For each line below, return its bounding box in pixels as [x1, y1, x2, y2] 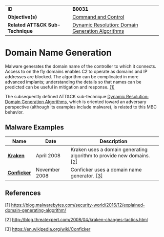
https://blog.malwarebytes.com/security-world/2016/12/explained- [11, 202, 145, 208]
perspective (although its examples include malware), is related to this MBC [5, 104, 157, 109]
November [36, 166, 60, 173]
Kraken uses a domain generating [70, 146, 148, 153]
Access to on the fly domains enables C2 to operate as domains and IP [5, 68, 148, 74]
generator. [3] [70, 172, 103, 179]
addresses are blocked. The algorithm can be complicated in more [5, 73, 139, 80]
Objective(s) [7, 14, 38, 20]
